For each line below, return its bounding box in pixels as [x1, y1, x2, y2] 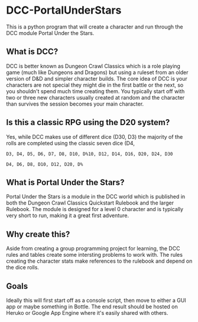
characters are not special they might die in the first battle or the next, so [6, 81, 184, 88]
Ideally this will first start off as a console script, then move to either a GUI [6, 297, 186, 304]
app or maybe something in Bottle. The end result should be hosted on [6, 303, 178, 310]
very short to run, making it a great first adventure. [6, 212, 129, 219]
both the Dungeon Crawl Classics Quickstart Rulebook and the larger [6, 199, 174, 206]
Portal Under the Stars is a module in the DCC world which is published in [6, 193, 186, 200]
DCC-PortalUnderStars [6, 4, 122, 17]
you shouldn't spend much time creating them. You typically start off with [6, 87, 185, 95]
